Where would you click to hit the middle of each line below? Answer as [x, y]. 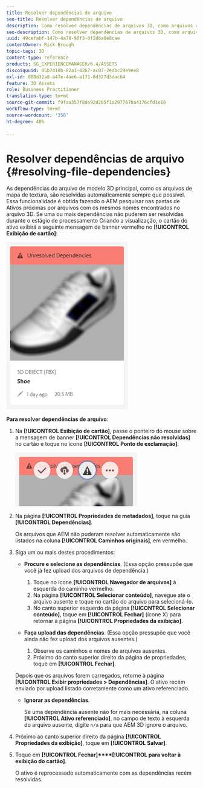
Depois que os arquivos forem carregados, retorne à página [89, 676]
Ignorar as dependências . [57, 700]
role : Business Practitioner [43, 90]
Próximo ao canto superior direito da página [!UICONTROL [88, 736]
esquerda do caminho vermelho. [73, 589]
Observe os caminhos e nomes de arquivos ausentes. [100, 651]
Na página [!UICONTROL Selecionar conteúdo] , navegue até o [111, 595]
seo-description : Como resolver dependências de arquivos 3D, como [93, 32]
